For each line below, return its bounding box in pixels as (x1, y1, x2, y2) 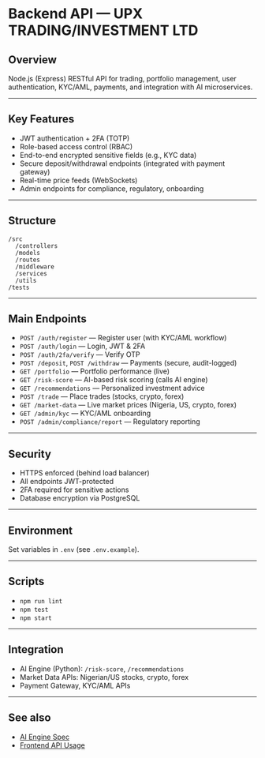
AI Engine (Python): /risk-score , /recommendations (19, 664, 185, 674)
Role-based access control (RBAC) (19, 141, 133, 151)
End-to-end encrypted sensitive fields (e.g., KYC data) (19, 150, 197, 159)
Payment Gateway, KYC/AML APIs (19, 681, 131, 690)
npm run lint (19, 597, 63, 605)
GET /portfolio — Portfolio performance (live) (19, 366, 170, 376)
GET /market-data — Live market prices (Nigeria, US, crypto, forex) (19, 400, 237, 410)
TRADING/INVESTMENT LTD (8, 21, 199, 39)
